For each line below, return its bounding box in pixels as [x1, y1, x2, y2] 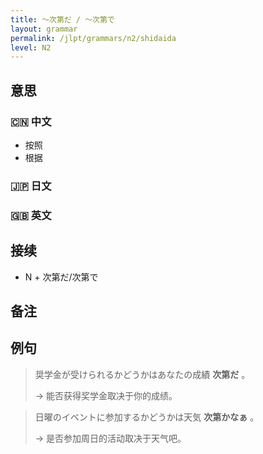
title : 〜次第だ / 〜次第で [10, 14, 115, 25]
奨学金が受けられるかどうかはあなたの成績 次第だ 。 [34, 368, 251, 380]
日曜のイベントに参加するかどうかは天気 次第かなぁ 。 [34, 411, 260, 423]
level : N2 [10, 42, 52, 53]
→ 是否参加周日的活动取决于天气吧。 [34, 432, 187, 444]
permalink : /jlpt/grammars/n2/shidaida [10, 33, 177, 43]
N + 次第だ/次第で [24, 271, 99, 283]
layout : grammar [10, 24, 78, 34]
